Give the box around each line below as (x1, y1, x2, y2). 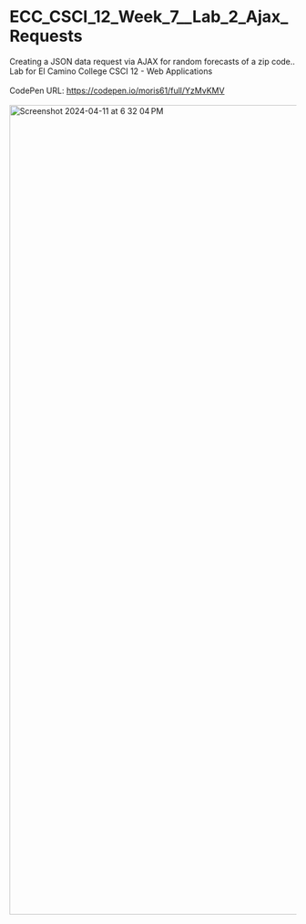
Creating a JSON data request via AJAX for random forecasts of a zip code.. (9, 56, 296, 67)
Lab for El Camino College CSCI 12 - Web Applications (9, 66, 213, 77)
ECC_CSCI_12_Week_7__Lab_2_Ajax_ (9, 6, 289, 27)
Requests (9, 26, 83, 47)
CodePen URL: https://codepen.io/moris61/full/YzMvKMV (9, 85, 225, 96)
